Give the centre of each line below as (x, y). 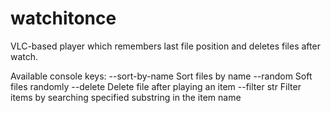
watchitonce (63, 18)
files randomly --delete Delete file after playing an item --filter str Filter (156, 86)
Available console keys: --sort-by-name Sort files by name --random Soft (161, 76)
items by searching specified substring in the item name (126, 97)
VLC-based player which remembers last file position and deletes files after (165, 46)
